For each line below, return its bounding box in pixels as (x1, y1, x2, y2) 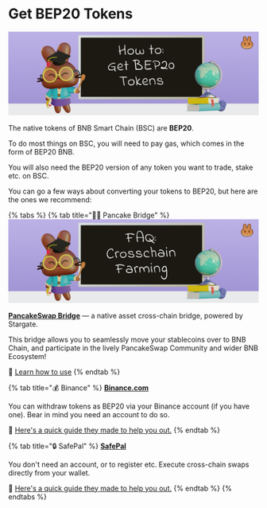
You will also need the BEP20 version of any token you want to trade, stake (8, 162, 253, 172)
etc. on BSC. (8, 170, 49, 180)
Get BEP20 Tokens (8, 5, 133, 23)
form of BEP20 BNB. (8, 147, 75, 156)
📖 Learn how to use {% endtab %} (8, 367, 121, 377)
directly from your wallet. (8, 467, 91, 478)
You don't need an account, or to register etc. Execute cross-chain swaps (8, 459, 250, 469)
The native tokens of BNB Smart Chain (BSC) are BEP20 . (8, 123, 195, 132)
